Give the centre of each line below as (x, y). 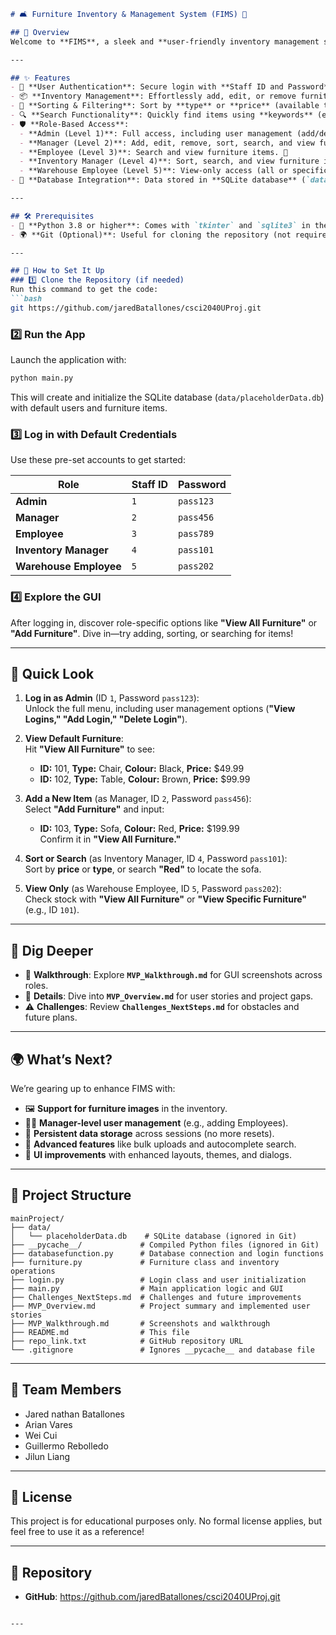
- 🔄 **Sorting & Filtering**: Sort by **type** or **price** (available (165, 106)
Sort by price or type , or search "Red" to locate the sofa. (143, 869)
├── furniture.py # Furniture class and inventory (145, 1262)
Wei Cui (41, 1435)
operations (33, 1271)
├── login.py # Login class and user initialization (158, 1280)
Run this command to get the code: (84, 290)
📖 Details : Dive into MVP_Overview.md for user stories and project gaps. (169, 996)
